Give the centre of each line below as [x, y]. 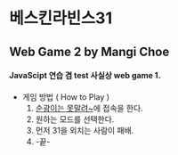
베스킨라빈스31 [61, 18]
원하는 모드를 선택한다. [75, 119]
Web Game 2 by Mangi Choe [89, 51]
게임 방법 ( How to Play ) [65, 97]
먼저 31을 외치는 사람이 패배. [85, 130]
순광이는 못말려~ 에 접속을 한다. [89, 108]
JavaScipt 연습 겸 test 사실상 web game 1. [85, 76]
